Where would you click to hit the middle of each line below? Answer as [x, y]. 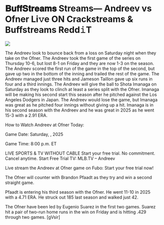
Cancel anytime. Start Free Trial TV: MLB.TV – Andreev [60, 158]
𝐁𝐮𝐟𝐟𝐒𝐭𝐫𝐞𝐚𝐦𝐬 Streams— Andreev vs [78, 9]
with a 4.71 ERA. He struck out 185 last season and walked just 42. [72, 197]
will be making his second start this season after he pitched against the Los [81, 94]
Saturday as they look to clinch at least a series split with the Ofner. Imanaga [82, 89]
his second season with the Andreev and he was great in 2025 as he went [80, 110]
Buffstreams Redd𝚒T [48, 30]
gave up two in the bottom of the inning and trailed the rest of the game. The [82, 73]
